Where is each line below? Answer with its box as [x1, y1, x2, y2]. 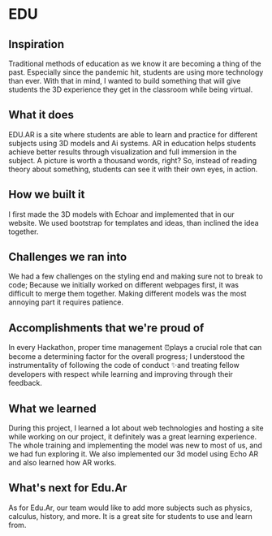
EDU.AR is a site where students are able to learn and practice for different [8, 129, 258, 139]
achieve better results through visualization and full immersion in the [8, 147, 237, 157]
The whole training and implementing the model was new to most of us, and [8, 440, 262, 451]
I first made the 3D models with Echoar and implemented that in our [8, 209, 235, 219]
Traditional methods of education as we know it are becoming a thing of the [8, 58, 261, 68]
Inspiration [8, 37, 65, 51]
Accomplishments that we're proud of [8, 321, 205, 335]
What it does [8, 108, 75, 122]
